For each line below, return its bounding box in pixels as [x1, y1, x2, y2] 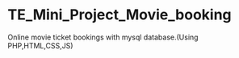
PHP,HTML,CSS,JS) [7, 40, 73, 50]
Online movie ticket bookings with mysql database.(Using [7, 32, 199, 42]
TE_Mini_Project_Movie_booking [7, 6, 232, 24]
